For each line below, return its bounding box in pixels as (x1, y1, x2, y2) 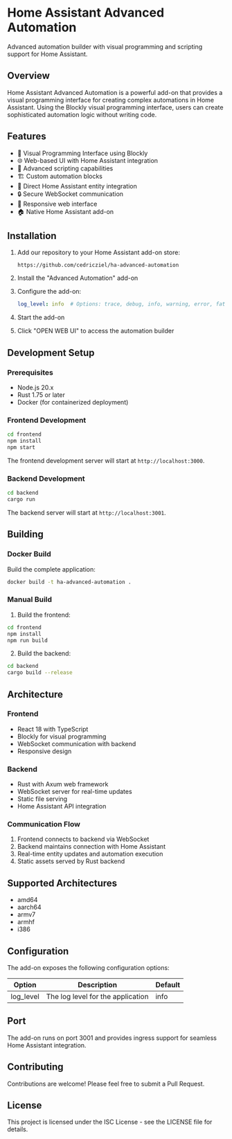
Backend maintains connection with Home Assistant (17, 842, 166, 851)
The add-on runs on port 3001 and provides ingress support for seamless (7, 1034, 217, 1042)
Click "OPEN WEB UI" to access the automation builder (17, 327, 175, 335)
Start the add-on (17, 313, 65, 321)
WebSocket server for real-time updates (17, 788, 133, 796)
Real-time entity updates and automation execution (17, 850, 163, 858)
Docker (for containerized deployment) (17, 398, 129, 406)
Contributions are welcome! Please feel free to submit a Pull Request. (7, 1079, 205, 1088)
